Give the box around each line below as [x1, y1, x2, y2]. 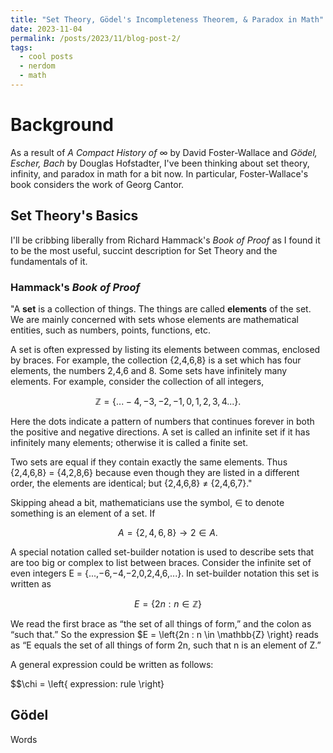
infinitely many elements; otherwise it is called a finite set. [10, 436, 249, 448]
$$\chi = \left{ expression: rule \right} [10, 677, 165, 690]
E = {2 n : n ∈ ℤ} [134, 597, 202, 610]
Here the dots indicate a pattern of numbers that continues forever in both [10, 415, 315, 427]
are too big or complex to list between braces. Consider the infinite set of [10, 556, 312, 568]
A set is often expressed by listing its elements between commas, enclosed [10, 343, 321, 355]
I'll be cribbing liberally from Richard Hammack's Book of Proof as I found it [10, 234, 321, 246]
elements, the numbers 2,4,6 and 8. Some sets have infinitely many [10, 364, 288, 376]
